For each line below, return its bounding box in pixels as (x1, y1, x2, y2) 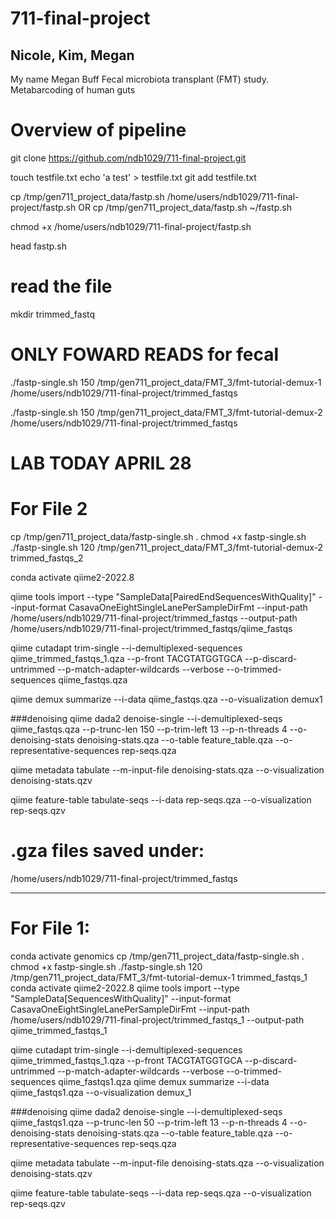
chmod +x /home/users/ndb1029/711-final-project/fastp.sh (10, 220, 252, 232)
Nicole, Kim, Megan (10, 47, 135, 64)
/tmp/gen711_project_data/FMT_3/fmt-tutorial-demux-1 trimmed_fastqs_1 (10, 971, 308, 983)
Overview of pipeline (10, 119, 187, 142)
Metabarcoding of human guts (10, 84, 136, 96)
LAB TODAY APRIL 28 (10, 452, 192, 474)
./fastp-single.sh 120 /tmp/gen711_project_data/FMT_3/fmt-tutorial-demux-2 (10, 541, 324, 553)
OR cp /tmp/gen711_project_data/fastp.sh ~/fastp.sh (78, 201, 292, 213)
